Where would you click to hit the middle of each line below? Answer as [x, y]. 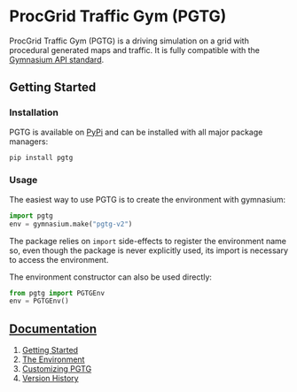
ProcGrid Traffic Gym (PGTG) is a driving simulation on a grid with [129, 41]
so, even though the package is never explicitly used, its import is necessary [149, 250]
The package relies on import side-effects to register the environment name [148, 241]
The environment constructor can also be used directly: [111, 277]
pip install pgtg [41, 158]
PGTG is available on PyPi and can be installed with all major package [136, 132]
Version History [50, 379]
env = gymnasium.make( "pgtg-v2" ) [71, 224]
